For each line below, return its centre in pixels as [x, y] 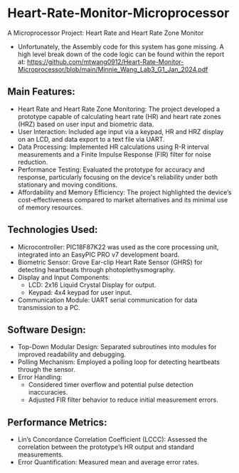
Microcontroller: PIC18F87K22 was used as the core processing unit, [118, 246]
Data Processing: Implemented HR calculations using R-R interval [113, 147]
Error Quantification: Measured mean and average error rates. [108, 462]
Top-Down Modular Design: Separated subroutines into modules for [117, 347]
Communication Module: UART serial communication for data [107, 300]
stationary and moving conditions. [68, 184]
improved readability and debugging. [72, 355]
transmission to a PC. [49, 307]
